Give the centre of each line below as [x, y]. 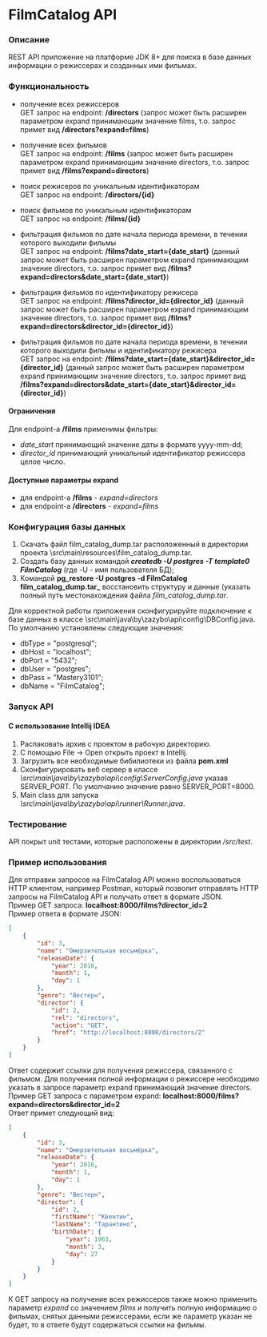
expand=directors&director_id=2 [64, 1104]
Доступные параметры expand [64, 480]
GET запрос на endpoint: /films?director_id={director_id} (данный [132, 300]
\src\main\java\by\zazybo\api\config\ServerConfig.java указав [124, 778]
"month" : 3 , [85, 1246]
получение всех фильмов [64, 145]
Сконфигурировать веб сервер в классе [89, 769]
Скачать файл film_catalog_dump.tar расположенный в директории [134, 544]
